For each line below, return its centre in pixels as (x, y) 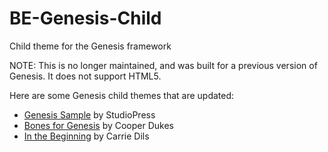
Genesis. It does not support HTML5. (85, 76)
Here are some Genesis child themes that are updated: (122, 95)
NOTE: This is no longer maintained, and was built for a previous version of (163, 65)
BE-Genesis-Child (85, 18)
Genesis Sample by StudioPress (89, 114)
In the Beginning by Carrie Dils (86, 136)
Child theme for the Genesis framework (90, 46)
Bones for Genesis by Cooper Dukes (99, 125)
